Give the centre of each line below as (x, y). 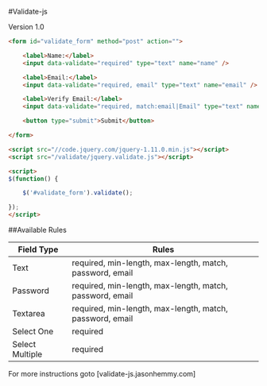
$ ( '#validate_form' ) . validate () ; (78, 193)
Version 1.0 (26, 27)
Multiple (27, 354)
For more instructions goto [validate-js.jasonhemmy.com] (102, 374)
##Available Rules (38, 230)
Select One (33, 331)
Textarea (29, 313)
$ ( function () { (33, 179)
